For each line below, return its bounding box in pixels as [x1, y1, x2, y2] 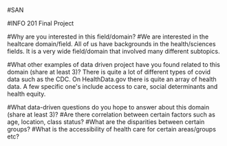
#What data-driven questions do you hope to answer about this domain [7, 103, 210, 111]
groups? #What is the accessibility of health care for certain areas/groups [7, 125, 217, 133]
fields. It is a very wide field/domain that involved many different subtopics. [7, 48, 220, 55]
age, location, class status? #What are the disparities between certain [7, 118, 205, 126]
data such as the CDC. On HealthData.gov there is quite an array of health [7, 75, 217, 83]
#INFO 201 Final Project [7, 19, 74, 27]
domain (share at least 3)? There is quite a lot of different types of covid [7, 68, 211, 76]
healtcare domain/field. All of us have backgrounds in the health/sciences [7, 40, 216, 48]
